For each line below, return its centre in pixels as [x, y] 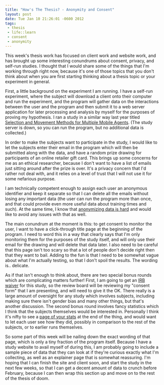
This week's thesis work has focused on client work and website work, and [81, 55]
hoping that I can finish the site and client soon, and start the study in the [79, 362]
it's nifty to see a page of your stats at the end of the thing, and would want [81, 316]
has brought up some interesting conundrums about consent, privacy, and [80, 61]
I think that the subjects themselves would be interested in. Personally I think [82, 311]
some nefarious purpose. [31, 179]
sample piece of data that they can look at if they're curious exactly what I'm [82, 352]
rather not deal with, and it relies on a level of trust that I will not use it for [79, 173]
